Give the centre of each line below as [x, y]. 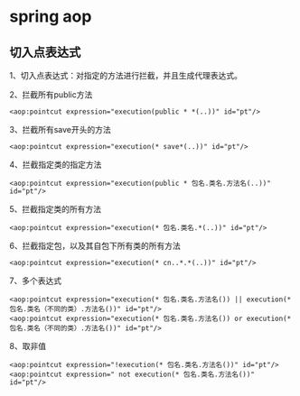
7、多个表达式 [35, 281]
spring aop [51, 17]
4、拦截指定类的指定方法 [56, 165]
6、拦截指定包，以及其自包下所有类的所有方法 [95, 246]
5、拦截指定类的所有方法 [56, 209]
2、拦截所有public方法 [51, 95]
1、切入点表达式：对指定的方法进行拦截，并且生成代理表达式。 [126, 75]
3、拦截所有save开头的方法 [60, 129]
